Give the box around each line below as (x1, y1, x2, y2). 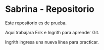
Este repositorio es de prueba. (5, 20, 67, 26)
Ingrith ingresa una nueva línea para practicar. (5, 39, 99, 45)
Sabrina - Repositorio (5, 3, 95, 15)
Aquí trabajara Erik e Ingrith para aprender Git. (5, 29, 100, 35)
